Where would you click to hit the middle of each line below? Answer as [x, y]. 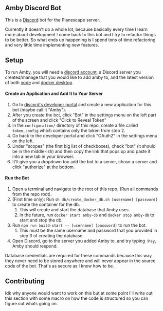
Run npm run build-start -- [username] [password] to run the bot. [79, 225]
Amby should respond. [35, 246]
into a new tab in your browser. [43, 156]
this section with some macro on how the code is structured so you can [77, 298]
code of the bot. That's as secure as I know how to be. [60, 266]
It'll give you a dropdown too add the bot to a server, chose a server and [84, 161]
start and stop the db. [41, 220]
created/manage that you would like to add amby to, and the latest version [80, 77]
